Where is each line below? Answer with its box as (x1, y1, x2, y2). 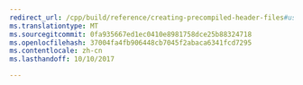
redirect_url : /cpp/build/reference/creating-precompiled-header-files (9, 13, 284, 22)
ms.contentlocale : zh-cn (9, 47, 103, 55)
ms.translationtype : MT (9, 21, 99, 30)
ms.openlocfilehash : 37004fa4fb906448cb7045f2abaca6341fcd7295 (9, 38, 252, 47)
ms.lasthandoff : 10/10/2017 (9, 55, 115, 64)
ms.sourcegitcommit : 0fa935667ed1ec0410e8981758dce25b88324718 (9, 30, 252, 38)
